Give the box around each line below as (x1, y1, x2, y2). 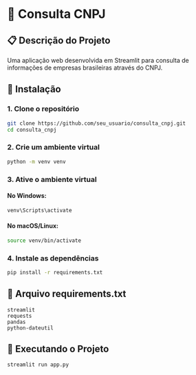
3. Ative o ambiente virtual (7, 174, 98, 184)
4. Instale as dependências (7, 253, 99, 263)
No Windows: (7, 192, 47, 200)
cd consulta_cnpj (7, 126, 57, 133)
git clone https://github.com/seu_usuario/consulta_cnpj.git (7, 120, 186, 127)
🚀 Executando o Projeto (7, 343, 109, 355)
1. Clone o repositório (7, 104, 80, 114)
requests (7, 312, 32, 319)
